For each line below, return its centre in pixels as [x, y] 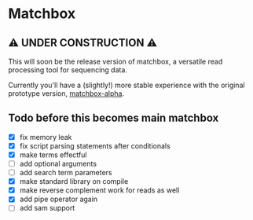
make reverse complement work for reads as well [99, 190]
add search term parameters [66, 173]
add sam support [47, 208]
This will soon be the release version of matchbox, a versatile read [115, 61]
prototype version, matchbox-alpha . [66, 93]
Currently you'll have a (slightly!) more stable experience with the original [126, 85]
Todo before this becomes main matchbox [114, 118]
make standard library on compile [74, 181]
